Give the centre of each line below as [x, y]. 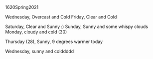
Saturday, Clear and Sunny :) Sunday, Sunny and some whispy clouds [77, 26]
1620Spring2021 [22, 7]
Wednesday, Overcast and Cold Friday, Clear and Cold [61, 17]
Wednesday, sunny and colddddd [40, 51]
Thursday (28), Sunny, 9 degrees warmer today [54, 41]
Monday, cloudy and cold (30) [36, 32]
